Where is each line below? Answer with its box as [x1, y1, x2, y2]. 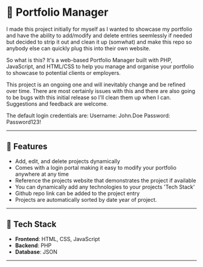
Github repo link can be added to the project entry [14, 190, 140, 197]
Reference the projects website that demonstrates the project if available [14, 176, 196, 184]
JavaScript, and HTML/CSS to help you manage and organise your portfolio [6, 63, 195, 70]
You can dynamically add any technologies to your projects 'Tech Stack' [14, 183, 195, 190]
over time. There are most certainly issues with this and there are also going [6, 87, 195, 94]
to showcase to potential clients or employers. [6, 69, 121, 76]
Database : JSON [14, 248, 57, 256]
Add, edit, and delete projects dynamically [14, 157, 121, 165]
